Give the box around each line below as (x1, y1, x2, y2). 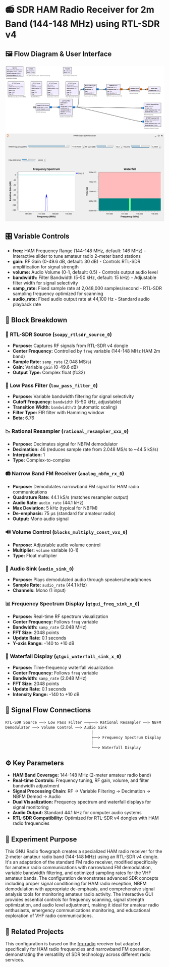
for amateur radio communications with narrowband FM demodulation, (5, 865, 152, 871)
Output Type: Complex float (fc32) (12, 369, 86, 375)
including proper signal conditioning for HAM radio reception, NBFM (5, 881, 147, 887)
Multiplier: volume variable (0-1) (12, 547, 79, 553)
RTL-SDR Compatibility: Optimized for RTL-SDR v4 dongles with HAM (12, 815, 159, 821)
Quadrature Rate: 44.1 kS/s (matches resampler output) (12, 494, 129, 500)
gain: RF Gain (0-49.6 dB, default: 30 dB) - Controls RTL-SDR (12, 258, 141, 265)
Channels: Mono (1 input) (12, 587, 66, 593)
